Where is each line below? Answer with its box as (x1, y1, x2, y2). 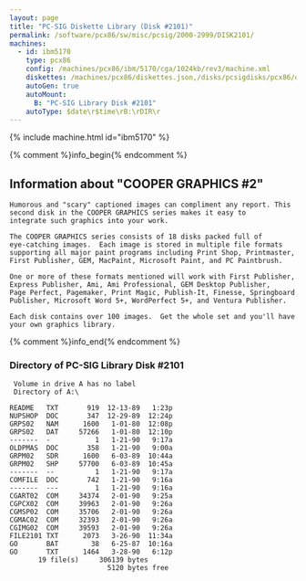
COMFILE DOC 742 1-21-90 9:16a (9, 476, 173, 485)
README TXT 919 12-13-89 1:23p (9, 404, 173, 413)
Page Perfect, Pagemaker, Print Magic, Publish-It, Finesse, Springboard (9, 289, 296, 298)
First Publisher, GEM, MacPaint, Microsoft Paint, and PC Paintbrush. (9, 257, 283, 266)
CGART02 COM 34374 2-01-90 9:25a (9, 491, 173, 501)
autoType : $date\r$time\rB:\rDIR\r (25, 107, 161, 116)
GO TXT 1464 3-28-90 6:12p (9, 547, 173, 557)
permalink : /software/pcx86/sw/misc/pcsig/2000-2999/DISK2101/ (9, 30, 255, 39)
